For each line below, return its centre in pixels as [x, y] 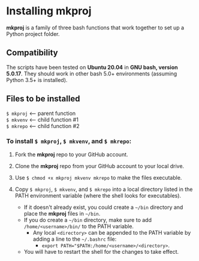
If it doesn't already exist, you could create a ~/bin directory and [103, 207]
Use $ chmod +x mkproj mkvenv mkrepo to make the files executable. [98, 177]
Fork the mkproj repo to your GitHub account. [71, 154]
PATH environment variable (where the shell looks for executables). [98, 195]
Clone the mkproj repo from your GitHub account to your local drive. [99, 166]
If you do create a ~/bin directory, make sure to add [88, 220]
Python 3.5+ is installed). [37, 80]
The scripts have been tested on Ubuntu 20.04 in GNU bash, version [92, 67]
